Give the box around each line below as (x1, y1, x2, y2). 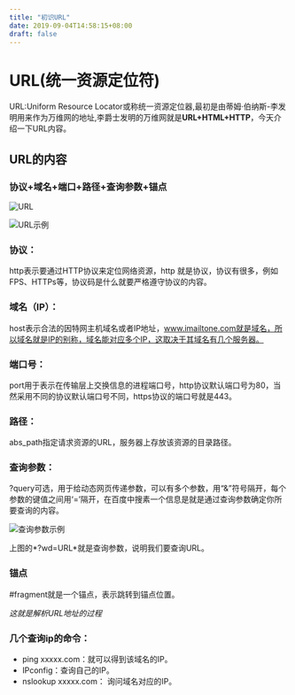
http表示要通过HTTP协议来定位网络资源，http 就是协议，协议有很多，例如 (9, 266, 279, 276)
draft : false (9, 29, 58, 38)
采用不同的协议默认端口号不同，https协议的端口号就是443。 (16, 390, 237, 401)
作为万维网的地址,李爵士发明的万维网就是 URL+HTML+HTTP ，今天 (32, 112, 275, 123)
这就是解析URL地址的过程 (9, 607, 103, 618)
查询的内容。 (16, 506, 64, 516)
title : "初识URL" (9, 12, 71, 22)
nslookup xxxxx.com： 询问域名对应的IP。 (21, 676, 177, 687)
